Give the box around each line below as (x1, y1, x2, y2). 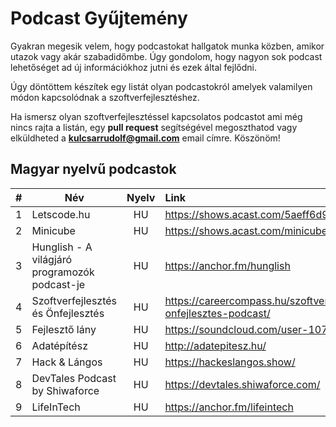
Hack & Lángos (31, 355, 103, 369)
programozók (31, 265, 95, 279)
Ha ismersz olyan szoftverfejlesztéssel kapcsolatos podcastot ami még (10, 110, 303, 122)
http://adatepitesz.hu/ (164, 338, 267, 352)
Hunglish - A (31, 240, 93, 254)
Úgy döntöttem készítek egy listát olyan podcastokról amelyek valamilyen (10, 80, 313, 92)
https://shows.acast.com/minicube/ (164, 223, 332, 237)
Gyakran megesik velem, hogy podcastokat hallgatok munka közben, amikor (10, 40, 325, 52)
